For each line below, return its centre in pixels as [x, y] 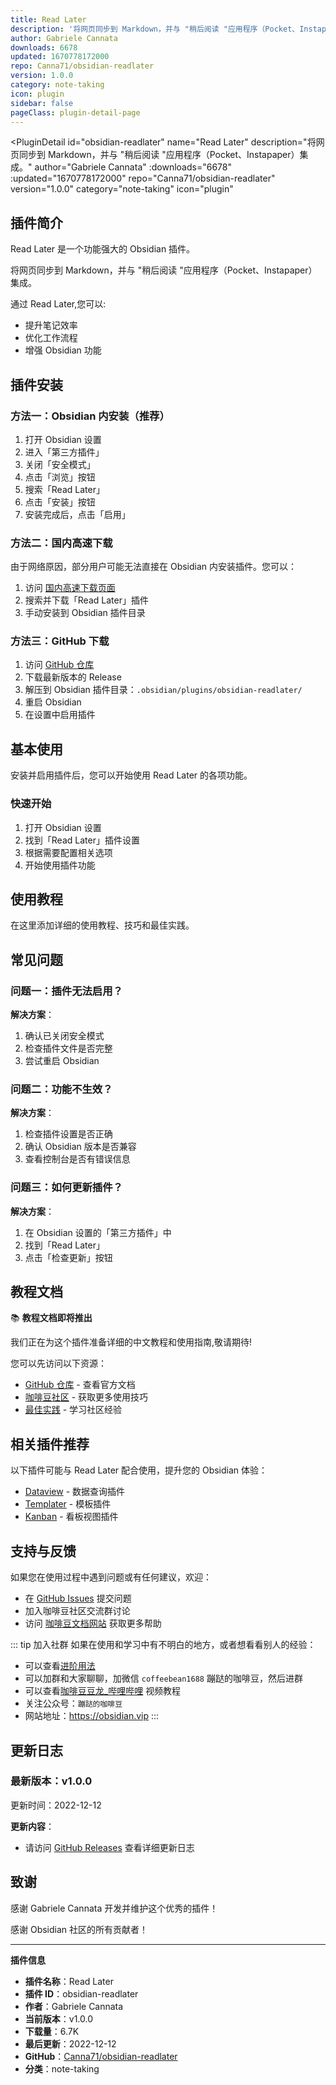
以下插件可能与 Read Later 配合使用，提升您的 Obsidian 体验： [139, 1470]
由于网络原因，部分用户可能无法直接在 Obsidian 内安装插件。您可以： [154, 567]
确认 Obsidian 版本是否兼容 [80, 1147]
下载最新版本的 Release [73, 677]
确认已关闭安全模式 [64, 1036]
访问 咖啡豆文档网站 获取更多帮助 [93, 1623]
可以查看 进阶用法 [60, 1666]
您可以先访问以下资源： [58, 1363]
